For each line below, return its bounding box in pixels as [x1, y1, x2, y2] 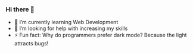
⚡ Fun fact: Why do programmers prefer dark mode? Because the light [14, 32, 187, 39]
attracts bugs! [14, 40, 49, 47]
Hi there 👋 [5, 5, 35, 14]
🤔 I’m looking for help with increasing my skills [14, 25, 128, 32]
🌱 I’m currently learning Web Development [14, 19, 119, 26]
